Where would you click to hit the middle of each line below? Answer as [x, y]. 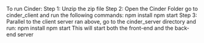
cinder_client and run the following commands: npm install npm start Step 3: [102, 15]
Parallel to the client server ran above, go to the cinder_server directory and [101, 21]
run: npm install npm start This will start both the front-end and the [90, 28]
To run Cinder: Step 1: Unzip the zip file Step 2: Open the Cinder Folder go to [102, 9]
